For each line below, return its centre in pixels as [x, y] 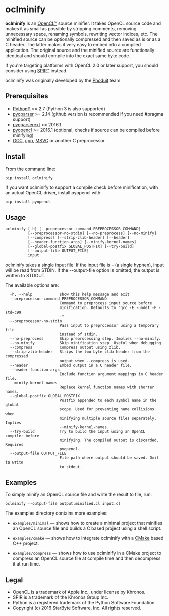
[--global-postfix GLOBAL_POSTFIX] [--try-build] [81, 247]
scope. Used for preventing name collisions [107, 409]
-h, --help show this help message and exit [70, 295]
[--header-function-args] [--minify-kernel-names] [82, 242]
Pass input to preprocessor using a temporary [109, 326]
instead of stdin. [79, 334]
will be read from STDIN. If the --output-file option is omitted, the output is [82, 270]
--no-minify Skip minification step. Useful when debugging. [87, 343]
